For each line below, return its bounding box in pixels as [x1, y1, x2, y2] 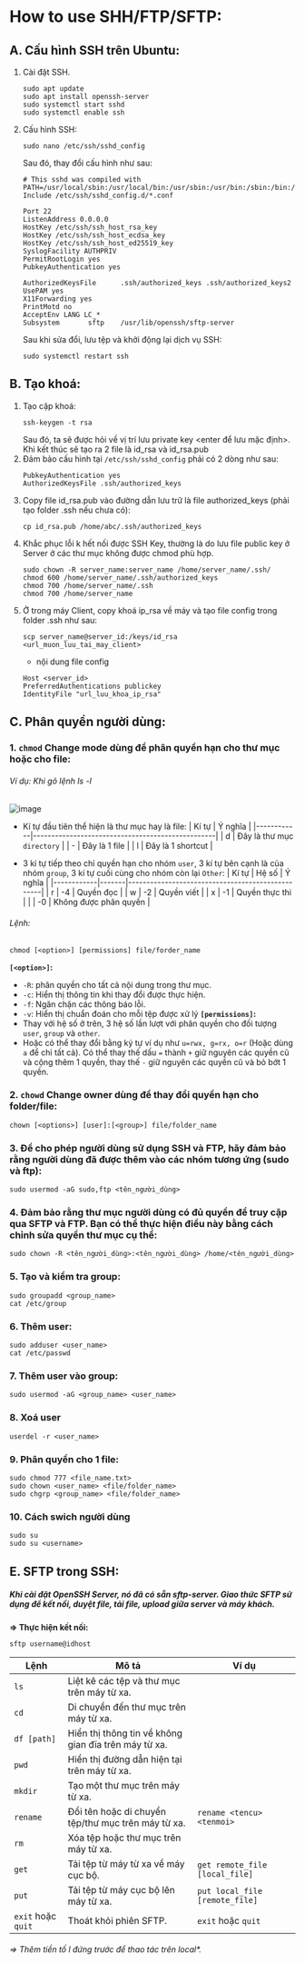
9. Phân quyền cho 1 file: [9, 1452, 120, 1465]
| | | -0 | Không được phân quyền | [22, 897, 151, 908]
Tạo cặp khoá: [22, 400, 76, 411]
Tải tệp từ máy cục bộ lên [67, 1883, 175, 1896]
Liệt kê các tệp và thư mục [67, 1674, 181, 1687]
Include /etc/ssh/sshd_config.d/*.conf [22, 191, 174, 200]
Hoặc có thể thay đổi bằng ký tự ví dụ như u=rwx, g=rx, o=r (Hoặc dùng [22, 1037, 293, 1048]
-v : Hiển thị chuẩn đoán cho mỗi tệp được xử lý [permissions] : [22, 1008, 257, 1019]
